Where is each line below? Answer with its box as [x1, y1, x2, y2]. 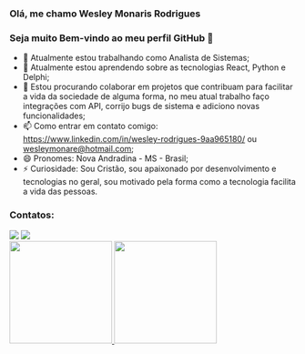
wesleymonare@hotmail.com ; [22, 144, 135, 155]
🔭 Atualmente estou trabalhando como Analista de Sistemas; [22, 53, 250, 64]
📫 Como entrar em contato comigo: [22, 121, 158, 132]
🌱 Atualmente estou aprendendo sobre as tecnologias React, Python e [22, 62, 287, 73]
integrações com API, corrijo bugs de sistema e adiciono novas [22, 101, 260, 112]
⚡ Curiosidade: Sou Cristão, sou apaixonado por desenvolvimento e [22, 163, 277, 175]
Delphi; [22, 72, 50, 83]
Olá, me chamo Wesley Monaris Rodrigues [9, 7, 201, 20]
